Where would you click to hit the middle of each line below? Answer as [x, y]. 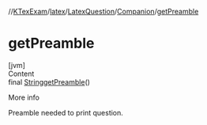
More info [24, 97]
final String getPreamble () [49, 81]
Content [21, 74]
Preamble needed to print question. [66, 112]
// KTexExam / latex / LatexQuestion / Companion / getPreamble [103, 11]
